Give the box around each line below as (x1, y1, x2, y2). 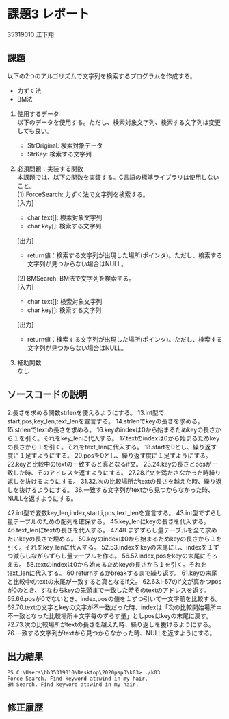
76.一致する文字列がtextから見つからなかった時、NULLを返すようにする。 (7, 628, 216, 637)
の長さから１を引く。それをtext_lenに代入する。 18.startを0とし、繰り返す (7, 443, 217, 451)
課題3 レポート (7, 6, 90, 22)
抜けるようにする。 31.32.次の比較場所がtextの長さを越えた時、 (25, 477, 204, 485)
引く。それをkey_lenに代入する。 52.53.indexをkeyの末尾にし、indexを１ (7, 543, 214, 551)
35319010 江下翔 (7, 30, 55, 38)
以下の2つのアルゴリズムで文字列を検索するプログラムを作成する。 (7, 71, 196, 80)
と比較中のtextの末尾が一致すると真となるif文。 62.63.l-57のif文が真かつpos (7, 577, 222, 585)
